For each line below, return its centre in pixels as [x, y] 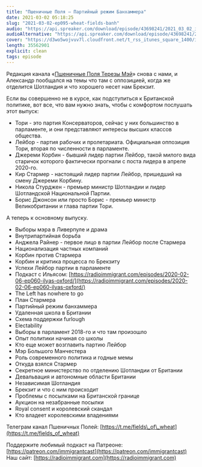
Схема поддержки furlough [50, 319]
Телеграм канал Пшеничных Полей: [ [54, 427]
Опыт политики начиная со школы [59, 338]
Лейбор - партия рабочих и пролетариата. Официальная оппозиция [102, 142]
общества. [28, 136]
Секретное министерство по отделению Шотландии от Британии [99, 370]
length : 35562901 [28, 46]
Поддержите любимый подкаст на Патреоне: [65, 445]
